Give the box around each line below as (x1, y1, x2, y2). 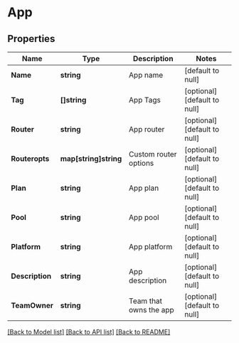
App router (129, 125, 165, 134)
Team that (129, 296, 162, 306)
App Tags (129, 95, 161, 105)
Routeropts (11, 154, 50, 164)
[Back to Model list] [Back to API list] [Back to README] (7, 328, 171, 336)
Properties (7, 33, 55, 45)
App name (129, 70, 164, 80)
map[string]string (60, 154, 122, 164)
